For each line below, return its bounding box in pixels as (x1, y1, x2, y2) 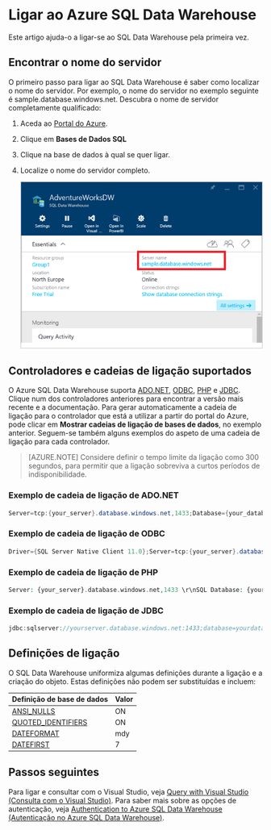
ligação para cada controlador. (8, 437, 110, 447)
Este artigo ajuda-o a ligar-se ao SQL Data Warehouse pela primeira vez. (8, 32, 250, 42)
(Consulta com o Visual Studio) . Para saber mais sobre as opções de (8, 795, 236, 805)
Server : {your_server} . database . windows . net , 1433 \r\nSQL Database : (8, 586, 244, 594)
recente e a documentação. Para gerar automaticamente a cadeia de (8, 402, 237, 412)
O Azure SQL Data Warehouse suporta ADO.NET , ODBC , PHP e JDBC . (8, 386, 241, 395)
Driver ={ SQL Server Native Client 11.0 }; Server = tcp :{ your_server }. (8, 547, 240, 556)
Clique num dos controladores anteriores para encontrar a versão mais (8, 394, 244, 404)
